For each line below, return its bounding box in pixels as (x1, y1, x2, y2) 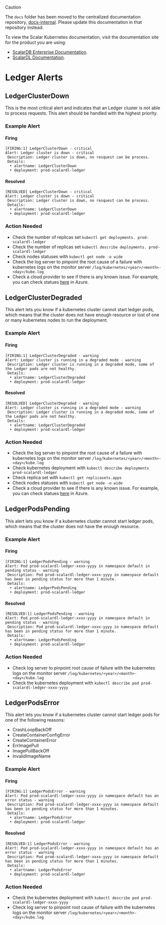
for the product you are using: (5, 39, 66, 45)
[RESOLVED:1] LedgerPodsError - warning (5, 841, 90, 846)
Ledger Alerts (5, 72, 63, 83)
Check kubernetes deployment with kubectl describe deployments (12, 465, 149, 471)
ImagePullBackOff (12, 748, 50, 754)
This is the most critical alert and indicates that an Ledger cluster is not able (5, 105, 161, 111)
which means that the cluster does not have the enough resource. (5, 523, 140, 529)
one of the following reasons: (5, 717, 65, 723)
